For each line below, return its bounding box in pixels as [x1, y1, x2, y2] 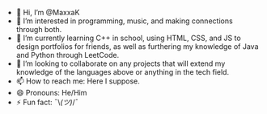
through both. [15, 25, 62, 34]
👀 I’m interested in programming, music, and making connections [15, 16, 233, 26]
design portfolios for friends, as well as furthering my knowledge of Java [15, 42, 259, 51]
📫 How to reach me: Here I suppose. [15, 76, 140, 86]
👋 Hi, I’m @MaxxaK [15, 8, 80, 17]
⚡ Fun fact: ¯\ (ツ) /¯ [15, 97, 79, 107]
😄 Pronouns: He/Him [15, 88, 87, 97]
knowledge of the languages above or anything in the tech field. [15, 67, 229, 76]
